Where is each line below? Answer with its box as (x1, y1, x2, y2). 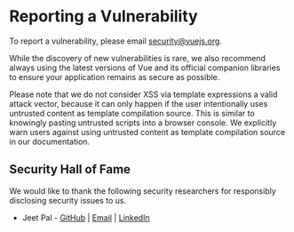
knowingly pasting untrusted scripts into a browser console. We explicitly (9, 117, 277, 128)
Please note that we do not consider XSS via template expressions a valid (9, 89, 278, 100)
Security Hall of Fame (9, 162, 131, 177)
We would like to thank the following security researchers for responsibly (9, 185, 277, 196)
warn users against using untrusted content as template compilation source (9, 126, 286, 137)
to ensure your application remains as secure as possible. (9, 71, 220, 82)
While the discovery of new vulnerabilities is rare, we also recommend (9, 52, 266, 63)
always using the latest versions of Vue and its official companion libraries (9, 62, 281, 73)
